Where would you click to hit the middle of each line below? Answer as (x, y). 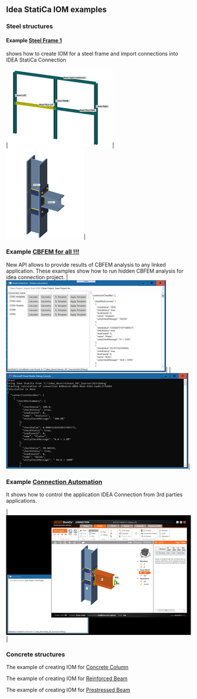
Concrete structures (36, 654)
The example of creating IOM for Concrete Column (67, 667)
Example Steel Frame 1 (34, 40)
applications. (21, 501)
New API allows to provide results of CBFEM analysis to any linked (86, 264)
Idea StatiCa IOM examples (57, 10)
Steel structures (30, 26)
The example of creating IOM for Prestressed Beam (68, 690)
